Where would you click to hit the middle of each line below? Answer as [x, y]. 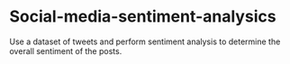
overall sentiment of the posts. [66, 50]
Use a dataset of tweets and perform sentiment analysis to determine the [145, 41]
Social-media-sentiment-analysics [143, 17]
